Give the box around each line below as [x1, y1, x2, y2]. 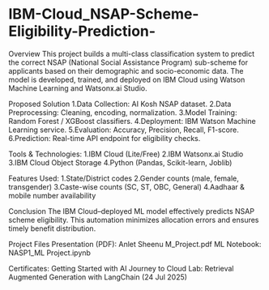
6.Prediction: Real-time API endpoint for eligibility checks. [8, 133, 201, 143]
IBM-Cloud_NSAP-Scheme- [8, 5, 199, 23]
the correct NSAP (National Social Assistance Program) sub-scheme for [8, 58, 249, 67]
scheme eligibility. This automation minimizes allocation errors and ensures [8, 215, 259, 224]
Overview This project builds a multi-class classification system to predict [8, 49, 255, 58]
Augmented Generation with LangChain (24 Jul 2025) [8, 272, 188, 282]
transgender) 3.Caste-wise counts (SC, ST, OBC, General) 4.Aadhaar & [8, 181, 246, 191]
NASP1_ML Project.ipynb [8, 248, 92, 258]
